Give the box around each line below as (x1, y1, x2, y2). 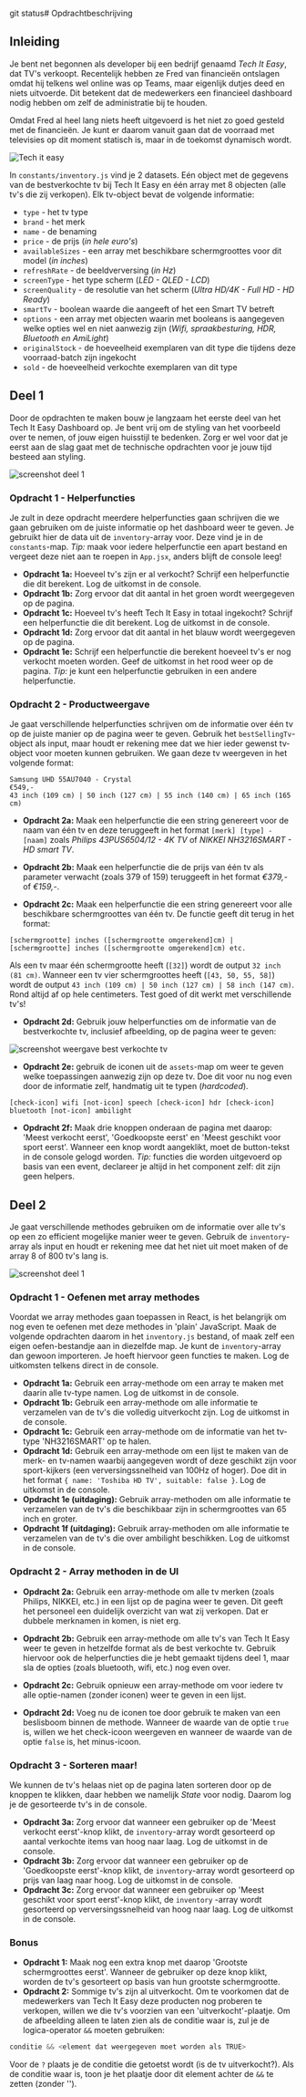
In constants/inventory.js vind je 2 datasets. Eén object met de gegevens (9, 169, 289, 181)
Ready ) (22, 294, 50, 305)
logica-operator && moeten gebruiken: (22, 2025, 166, 2036)
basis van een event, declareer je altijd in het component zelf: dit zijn (22, 1161, 280, 1172)
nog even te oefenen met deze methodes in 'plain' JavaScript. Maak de (9, 1322, 277, 1333)
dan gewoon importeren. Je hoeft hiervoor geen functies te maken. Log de (9, 1350, 290, 1362)
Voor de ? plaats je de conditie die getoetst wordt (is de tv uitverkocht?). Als (9, 2059, 294, 2070)
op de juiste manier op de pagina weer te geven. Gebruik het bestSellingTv (9, 729, 292, 740)
